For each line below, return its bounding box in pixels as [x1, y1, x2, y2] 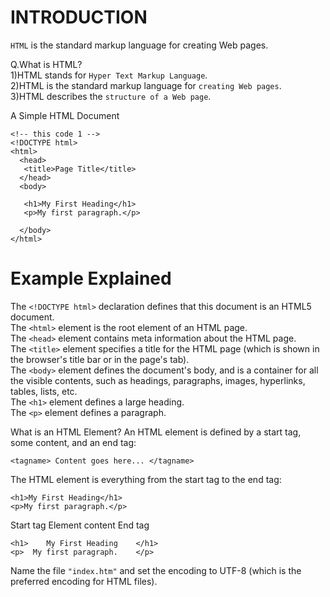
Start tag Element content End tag [10, 519, 150, 531]
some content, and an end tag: [10, 436, 137, 448]
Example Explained [10, 267, 172, 290]
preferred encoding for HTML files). [10, 575, 158, 587]
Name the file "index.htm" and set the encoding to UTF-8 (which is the [10, 564, 302, 576]
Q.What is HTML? [10, 58, 83, 70]
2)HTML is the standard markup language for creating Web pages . [10, 79, 282, 91]
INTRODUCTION [10, 6, 148, 29]
